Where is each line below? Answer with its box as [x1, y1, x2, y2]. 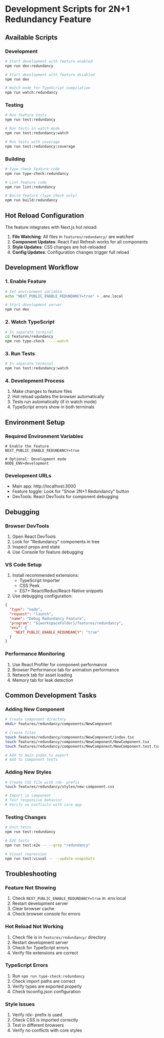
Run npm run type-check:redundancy [12, 973, 85, 979]
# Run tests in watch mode [5, 126, 60, 131]
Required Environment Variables [5, 433, 83, 440]
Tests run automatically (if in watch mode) [12, 399, 97, 405]
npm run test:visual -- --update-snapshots [5, 856, 95, 861]
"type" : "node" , [9, 607, 42, 612]
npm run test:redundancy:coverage [5, 144, 76, 149]
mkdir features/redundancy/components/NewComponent [5, 721, 112, 727]
